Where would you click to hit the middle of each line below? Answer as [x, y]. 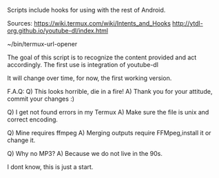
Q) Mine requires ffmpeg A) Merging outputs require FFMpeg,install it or [109, 133]
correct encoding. [33, 119]
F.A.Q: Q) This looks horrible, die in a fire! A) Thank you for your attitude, [110, 91]
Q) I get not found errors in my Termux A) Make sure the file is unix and [108, 112]
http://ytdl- [187, 23]
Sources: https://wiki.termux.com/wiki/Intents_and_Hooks [89, 23]
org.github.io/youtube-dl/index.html [58, 31]
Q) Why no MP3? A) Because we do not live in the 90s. [85, 154]
